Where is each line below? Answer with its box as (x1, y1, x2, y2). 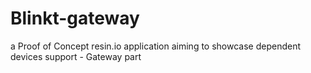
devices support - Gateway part (10, 50, 142, 62)
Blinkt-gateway (10, 7, 140, 30)
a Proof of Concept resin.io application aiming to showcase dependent (10, 40, 302, 52)
